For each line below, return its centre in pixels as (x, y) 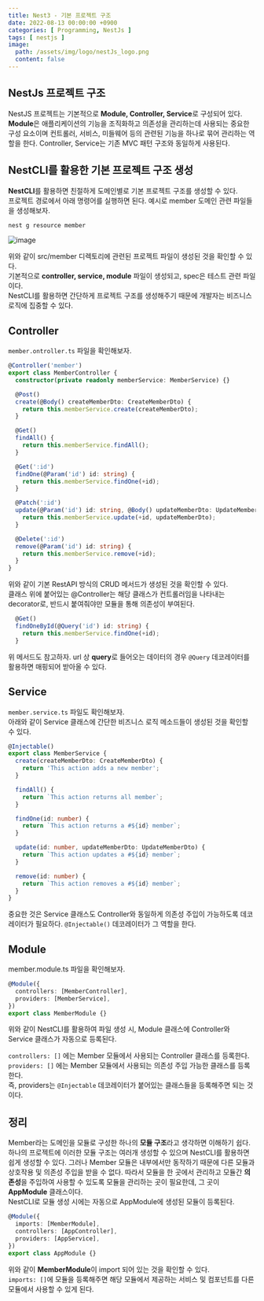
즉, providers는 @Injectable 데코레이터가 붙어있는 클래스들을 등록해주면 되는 (126, 1085)
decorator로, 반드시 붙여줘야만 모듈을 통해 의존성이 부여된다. (101, 604)
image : (19, 45)
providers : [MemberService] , (63, 999)
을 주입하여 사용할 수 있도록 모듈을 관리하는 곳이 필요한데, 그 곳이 (120, 1182)
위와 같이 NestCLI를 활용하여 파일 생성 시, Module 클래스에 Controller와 (119, 1029)
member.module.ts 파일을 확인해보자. (67, 969)
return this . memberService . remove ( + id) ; (89, 554)
